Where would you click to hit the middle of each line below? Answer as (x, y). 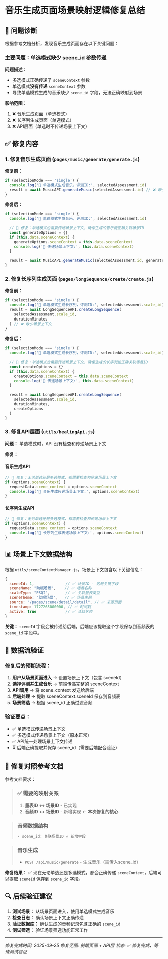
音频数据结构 (33, 826)
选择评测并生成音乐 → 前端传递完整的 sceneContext (66, 684)
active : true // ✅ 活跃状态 (51, 611)
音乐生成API (18, 467)
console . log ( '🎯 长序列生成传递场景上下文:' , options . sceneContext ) (77, 533)
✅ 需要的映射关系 (38, 793)
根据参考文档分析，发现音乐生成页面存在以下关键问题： (62, 43)
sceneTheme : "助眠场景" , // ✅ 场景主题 (51, 598)
